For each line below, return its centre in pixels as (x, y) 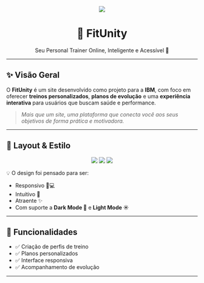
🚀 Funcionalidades (42, 232)
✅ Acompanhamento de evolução (57, 267)
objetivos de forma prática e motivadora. (73, 121)
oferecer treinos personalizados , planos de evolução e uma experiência (98, 96)
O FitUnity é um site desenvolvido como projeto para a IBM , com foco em (99, 90)
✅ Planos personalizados (46, 254)
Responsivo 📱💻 (35, 185)
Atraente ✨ (29, 200)
